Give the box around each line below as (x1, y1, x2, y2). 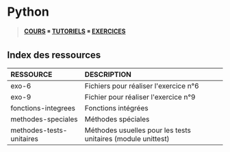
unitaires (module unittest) (84, 134, 170, 143)
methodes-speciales (10, 114, 78, 123)
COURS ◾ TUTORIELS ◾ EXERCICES (23, 27, 126, 35)
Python (7, 4, 49, 20)
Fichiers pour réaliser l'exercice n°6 (84, 81, 200, 91)
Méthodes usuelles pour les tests (84, 125, 192, 135)
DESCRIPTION (84, 70, 131, 79)
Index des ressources (7, 49, 101, 61)
